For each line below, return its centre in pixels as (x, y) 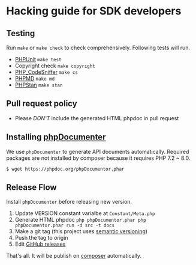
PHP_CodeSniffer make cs (46, 72)
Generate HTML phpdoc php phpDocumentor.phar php (80, 220)
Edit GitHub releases (40, 244)
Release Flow (31, 187)
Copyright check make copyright (55, 65)
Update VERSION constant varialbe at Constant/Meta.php (85, 213)
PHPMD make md (35, 78)
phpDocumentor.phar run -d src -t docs (65, 226)
